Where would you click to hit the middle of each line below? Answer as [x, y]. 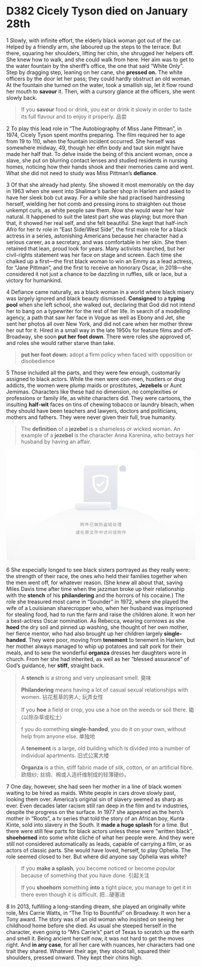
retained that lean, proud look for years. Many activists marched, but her [96, 248]
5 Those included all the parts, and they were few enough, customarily [93, 373]
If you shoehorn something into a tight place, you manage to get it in [106, 887]
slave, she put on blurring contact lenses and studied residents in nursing [97, 160]
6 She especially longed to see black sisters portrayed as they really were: [98, 570]
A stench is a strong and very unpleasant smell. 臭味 [86, 678]
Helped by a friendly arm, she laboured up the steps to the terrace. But [94, 47]
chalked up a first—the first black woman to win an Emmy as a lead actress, [100, 261]
